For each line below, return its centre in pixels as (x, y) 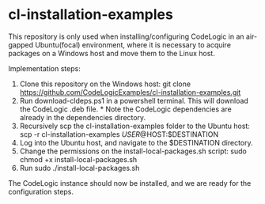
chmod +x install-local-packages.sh (78, 159)
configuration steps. (41, 191)
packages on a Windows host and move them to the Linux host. (112, 53)
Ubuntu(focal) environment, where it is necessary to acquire (133, 44)
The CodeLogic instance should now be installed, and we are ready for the (130, 183)
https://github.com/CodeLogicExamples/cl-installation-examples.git (130, 92)
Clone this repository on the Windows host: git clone (105, 84)
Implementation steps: (44, 68)
